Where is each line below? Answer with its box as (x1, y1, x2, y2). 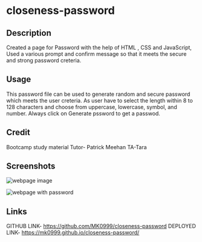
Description (6, 28, 51, 38)
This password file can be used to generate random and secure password (6, 90, 191, 98)
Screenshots (6, 161, 56, 172)
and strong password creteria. (6, 57, 82, 64)
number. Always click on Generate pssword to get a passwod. (6, 110, 160, 117)
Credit (6, 127, 30, 138)
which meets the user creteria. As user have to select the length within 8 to (6, 96, 194, 104)
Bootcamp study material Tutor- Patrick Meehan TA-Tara (6, 143, 147, 150)
